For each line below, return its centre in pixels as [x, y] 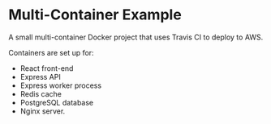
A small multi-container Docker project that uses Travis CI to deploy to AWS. [136, 37]
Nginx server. [43, 111]
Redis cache [41, 93]
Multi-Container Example [95, 15]
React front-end [47, 68]
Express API [40, 76]
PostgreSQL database [57, 102]
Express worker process [61, 85]
